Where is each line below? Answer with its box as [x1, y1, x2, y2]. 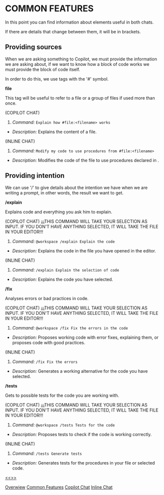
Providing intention [5, 171, 65, 180]
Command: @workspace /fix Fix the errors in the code [12, 325, 128, 330]
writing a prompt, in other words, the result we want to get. [5, 190, 124, 195]
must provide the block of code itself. [5, 66, 80, 72]
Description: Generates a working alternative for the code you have [12, 368, 148, 374]
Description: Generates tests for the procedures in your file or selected [12, 460, 155, 466]
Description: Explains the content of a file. [12, 129, 97, 135]
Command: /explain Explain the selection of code [12, 267, 119, 273]
